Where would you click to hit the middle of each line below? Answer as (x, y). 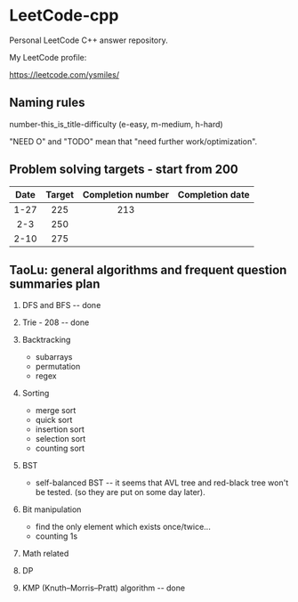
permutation (58, 367)
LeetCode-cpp (64, 16)
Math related (45, 554)
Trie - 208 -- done (56, 322)
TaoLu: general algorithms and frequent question (148, 269)
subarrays (54, 357)
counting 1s (56, 536)
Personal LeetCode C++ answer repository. (89, 40)
